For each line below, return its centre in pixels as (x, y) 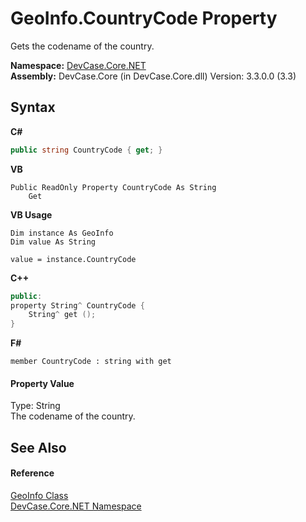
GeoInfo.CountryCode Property (144, 18)
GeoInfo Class (39, 495)
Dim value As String (53, 242)
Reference (32, 473)
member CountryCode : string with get (91, 362)
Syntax (33, 107)
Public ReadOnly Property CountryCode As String (113, 187)
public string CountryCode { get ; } (86, 150)
